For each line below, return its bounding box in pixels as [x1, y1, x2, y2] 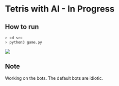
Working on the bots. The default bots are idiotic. [5, 75, 103, 81]
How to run [5, 23, 39, 31]
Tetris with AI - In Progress [5, 3, 115, 14]
